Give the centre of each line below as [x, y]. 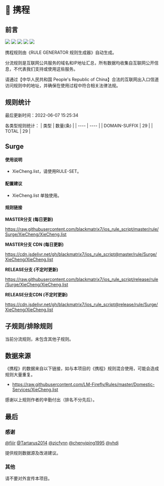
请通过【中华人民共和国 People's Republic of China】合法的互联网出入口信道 [82, 79]
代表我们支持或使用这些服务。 [48, 69]
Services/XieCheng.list [35, 389]
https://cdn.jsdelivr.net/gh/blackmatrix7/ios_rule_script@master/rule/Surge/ [81, 254]
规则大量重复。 [20, 375]
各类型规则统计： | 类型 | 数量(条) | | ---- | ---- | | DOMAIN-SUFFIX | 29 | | [79, 125]
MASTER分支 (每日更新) [29, 219]
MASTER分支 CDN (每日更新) [34, 244]
